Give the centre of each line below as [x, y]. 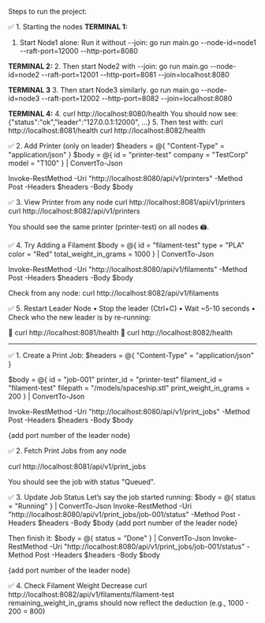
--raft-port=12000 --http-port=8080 [78, 51]
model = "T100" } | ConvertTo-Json [66, 163]
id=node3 [24, 98]
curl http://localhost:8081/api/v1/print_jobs [77, 466]
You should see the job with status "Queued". [82, 482]
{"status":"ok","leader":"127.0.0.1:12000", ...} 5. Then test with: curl [116, 122]
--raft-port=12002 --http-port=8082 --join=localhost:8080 [137, 98]
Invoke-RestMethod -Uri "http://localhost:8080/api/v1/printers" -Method [125, 178]
